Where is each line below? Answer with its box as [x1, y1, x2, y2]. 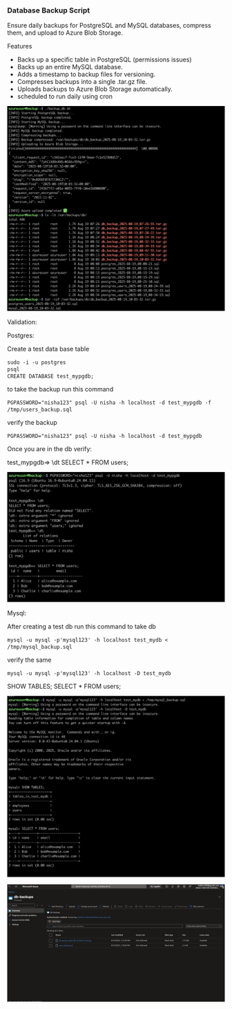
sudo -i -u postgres [7, 359, 67, 366]
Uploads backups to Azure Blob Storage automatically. [17, 85, 173, 94]
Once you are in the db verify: [7, 445, 92, 453]
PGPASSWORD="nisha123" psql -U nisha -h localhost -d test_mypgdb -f [7, 399, 212, 407]
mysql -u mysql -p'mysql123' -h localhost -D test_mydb [7, 669, 171, 677]
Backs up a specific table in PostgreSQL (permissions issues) [17, 55, 192, 64]
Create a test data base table [7, 345, 90, 353]
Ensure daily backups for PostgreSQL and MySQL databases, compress [7, 21, 212, 30]
